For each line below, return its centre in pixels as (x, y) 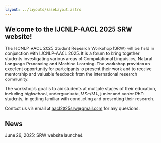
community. (17, 79)
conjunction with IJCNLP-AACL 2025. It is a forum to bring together (72, 53)
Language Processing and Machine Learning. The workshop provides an (78, 64)
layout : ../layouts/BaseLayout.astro (43, 9)
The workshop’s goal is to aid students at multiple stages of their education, (81, 89)
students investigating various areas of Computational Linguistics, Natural (79, 59)
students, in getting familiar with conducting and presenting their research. (80, 99)
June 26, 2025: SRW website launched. (44, 135)
